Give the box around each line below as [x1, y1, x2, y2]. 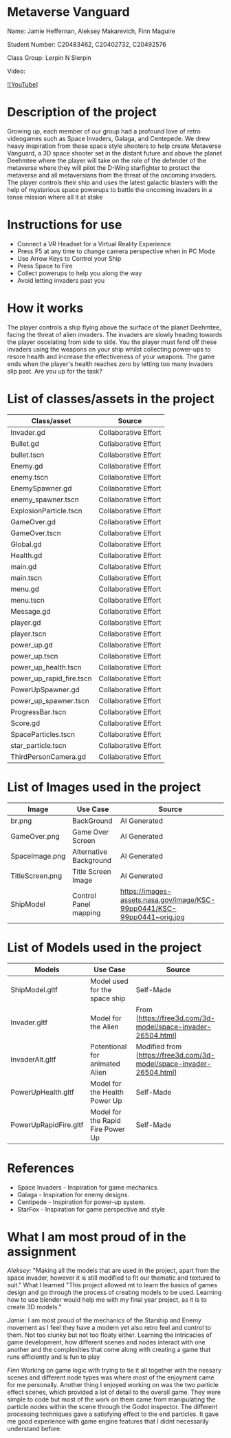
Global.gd [10, 539, 43, 549]
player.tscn [10, 629, 47, 638]
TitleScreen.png [10, 871, 63, 881]
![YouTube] [7, 80, 38, 88]
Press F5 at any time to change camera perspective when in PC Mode [16, 247, 215, 255]
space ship [90, 994, 126, 1003]
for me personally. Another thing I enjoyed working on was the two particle [7, 1381, 219, 1389]
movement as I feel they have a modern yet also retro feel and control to [7, 1324, 212, 1332]
